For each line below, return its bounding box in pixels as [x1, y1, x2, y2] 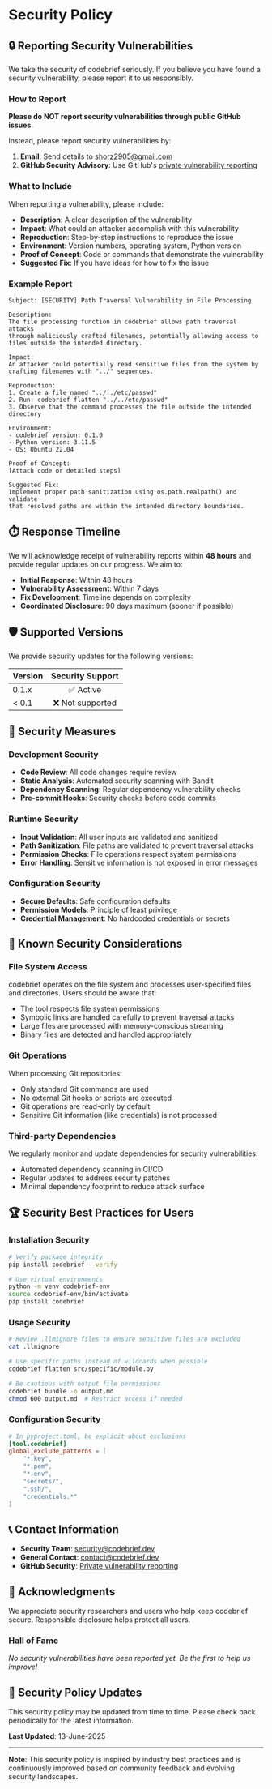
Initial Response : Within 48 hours [19, 575, 133, 584]
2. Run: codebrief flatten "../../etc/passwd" [8, 396, 168, 404]
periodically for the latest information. [8, 1716, 134, 1726]
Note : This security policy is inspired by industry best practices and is [8, 1755, 241, 1765]
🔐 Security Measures [8, 724, 117, 738]
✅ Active [68, 683, 102, 695]
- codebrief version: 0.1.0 [8, 431, 104, 439]
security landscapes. [8, 1772, 79, 1782]
